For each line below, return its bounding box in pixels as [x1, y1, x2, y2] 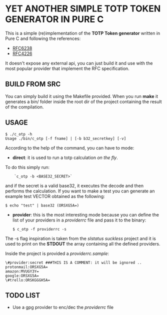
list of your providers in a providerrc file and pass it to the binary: [12, 217, 146, 223]
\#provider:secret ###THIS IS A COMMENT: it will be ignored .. [5, 260, 142, 265]
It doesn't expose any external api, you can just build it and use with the [5, 60, 153, 66]
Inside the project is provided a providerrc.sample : [5, 250, 109, 256]
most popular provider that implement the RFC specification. [5, 65, 130, 71]
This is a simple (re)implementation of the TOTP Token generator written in [5, 30, 160, 36]
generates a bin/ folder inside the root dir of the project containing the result [5, 98, 162, 104]
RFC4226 [12, 50, 32, 56]
